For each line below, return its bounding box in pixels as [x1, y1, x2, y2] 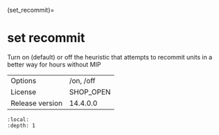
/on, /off [69, 75, 96, 85]
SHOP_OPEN [69, 87, 111, 96]
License [10, 87, 37, 96]
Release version [10, 98, 63, 108]
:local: [7, 116, 30, 123]
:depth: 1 [7, 122, 36, 129]
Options [10, 75, 37, 85]
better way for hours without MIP [7, 60, 102, 69]
